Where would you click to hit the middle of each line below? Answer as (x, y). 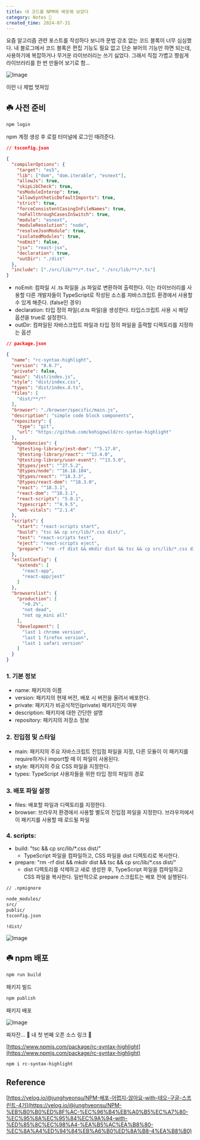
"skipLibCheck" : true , (45, 187)
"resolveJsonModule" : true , (51, 231)
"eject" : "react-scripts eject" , (58, 543)
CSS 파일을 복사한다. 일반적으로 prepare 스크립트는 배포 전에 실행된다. (106, 877)
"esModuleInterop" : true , (49, 192)
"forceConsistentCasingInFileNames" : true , (72, 209)
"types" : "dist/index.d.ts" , (48, 388)
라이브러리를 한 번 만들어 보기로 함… (48, 63)
